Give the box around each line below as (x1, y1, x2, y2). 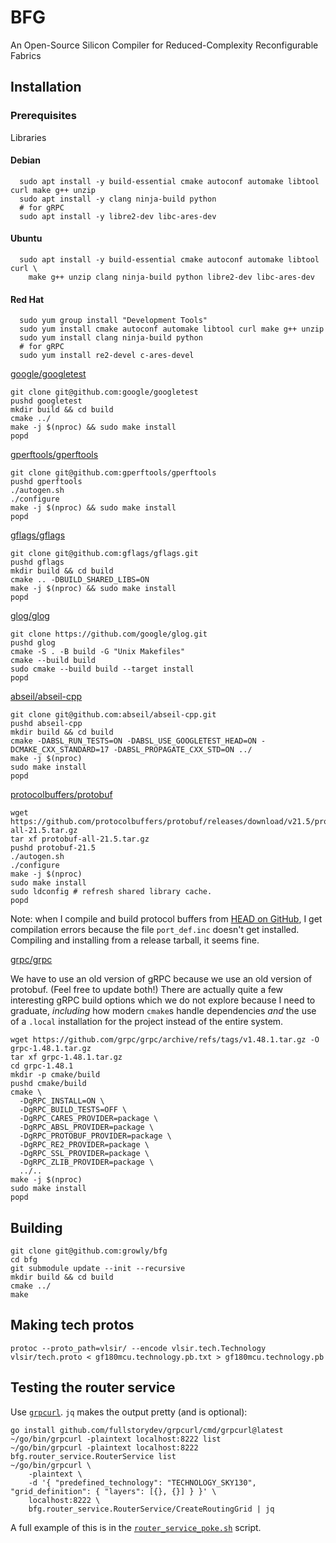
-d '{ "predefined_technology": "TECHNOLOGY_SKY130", (28, 1477, 257, 1488)
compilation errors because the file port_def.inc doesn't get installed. (10, 924, 300, 936)
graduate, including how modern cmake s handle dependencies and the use (10, 1005, 317, 1017)
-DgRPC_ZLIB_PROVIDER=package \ (19, 1157, 155, 1168)
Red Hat (10, 293, 45, 305)
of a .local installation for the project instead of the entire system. (10, 1016, 284, 1028)
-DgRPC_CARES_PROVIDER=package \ (19, 1114, 159, 1124)
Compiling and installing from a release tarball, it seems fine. (10, 934, 260, 946)
